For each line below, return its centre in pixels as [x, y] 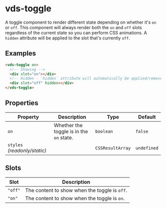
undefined [147, 148]
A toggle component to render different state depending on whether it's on [81, 22]
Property [28, 117]
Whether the [68, 125]
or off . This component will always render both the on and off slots [74, 27]
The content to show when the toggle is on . [75, 198]
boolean [104, 131]
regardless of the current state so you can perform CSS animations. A [76, 33]
